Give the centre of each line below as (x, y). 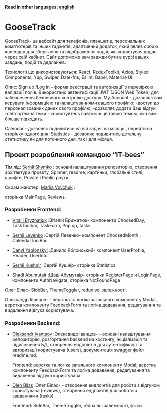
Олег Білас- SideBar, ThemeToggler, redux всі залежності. (66, 290)
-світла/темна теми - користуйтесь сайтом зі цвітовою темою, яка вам (81, 113)
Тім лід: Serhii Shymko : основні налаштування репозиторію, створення (81, 167)
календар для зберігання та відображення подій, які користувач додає (81, 51)
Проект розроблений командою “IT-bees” (75, 155)
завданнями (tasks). (34, 396)
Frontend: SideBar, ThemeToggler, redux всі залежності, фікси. (78, 406)
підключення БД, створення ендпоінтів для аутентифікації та (77, 345)
